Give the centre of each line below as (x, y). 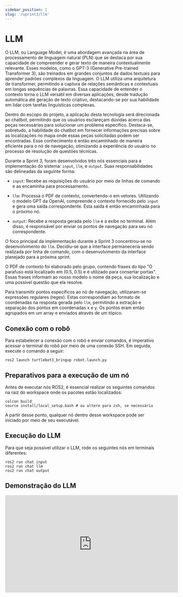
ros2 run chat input (26, 462)
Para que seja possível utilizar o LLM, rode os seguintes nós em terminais (80, 448)
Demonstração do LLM (41, 486)
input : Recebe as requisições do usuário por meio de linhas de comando (86, 181)
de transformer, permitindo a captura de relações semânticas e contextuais (82, 84)
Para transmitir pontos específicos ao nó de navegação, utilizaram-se (76, 292)
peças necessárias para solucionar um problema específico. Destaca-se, (79, 125)
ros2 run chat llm (24, 466)
